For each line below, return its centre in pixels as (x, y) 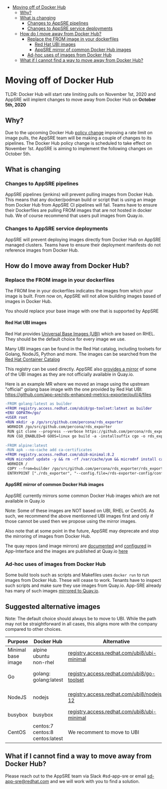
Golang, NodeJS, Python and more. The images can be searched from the (81, 354)
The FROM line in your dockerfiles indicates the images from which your (79, 291)
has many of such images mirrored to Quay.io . (52, 591)
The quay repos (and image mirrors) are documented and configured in (78, 545)
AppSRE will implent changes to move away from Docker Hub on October (81, 99)
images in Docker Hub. (29, 301)
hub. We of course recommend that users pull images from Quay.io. (75, 216)
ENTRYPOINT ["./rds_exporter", (40, 473)
